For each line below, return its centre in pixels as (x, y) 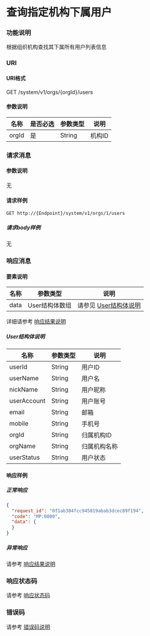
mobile (19, 424)
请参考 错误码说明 (28, 627)
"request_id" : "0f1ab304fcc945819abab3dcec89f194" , (78, 510)
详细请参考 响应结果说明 (36, 322)
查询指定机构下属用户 (59, 12)
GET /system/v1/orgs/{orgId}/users (50, 92)
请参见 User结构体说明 (109, 305)
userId (18, 367)
